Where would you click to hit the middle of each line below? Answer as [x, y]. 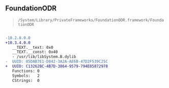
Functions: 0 [26, 71]
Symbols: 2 [26, 76]
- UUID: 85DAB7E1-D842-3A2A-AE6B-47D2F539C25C [57, 62]
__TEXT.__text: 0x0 [33, 47]
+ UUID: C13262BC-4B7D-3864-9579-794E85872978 [57, 66]
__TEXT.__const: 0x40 [35, 52]
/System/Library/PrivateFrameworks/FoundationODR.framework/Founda [91, 20]
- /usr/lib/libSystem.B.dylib [44, 57]
